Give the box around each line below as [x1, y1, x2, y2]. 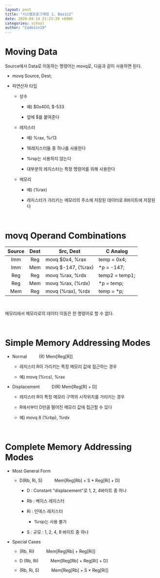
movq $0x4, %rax [45, 256, 87, 263]
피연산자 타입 [12, 83, 37, 89]
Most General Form [12, 468, 51, 474]
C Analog [106, 248, 128, 255]
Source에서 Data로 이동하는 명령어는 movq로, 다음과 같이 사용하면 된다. [5, 63, 142, 69]
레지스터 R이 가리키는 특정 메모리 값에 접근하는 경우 [19, 364, 117, 369]
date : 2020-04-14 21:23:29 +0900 [5, 16, 73, 21]
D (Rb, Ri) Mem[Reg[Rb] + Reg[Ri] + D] [19, 557, 108, 563]
